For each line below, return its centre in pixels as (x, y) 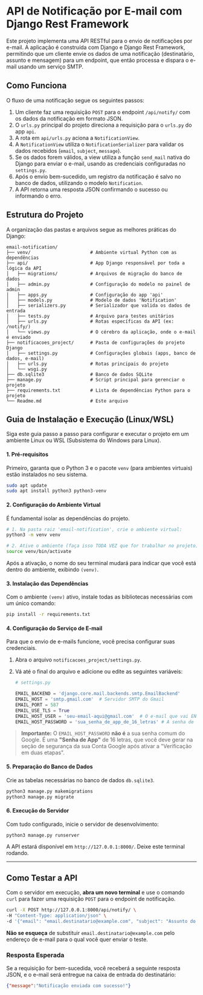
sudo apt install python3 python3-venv (56, 491)
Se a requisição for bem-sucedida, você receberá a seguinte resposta (93, 968)
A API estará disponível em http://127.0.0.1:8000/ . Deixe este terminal (96, 846)
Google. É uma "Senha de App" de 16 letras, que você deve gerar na (107, 740)
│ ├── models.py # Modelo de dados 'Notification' (92, 300)
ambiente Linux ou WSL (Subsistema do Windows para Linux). (84, 440)
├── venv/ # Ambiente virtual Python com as (92, 252)
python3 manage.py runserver (43, 835)
